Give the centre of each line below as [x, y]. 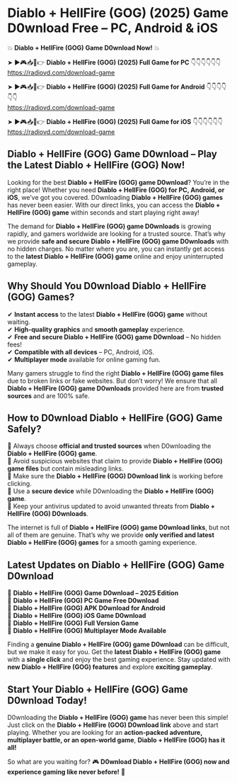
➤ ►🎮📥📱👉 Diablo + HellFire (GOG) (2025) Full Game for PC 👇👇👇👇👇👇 [114, 62]
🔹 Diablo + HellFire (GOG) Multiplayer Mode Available [87, 631]
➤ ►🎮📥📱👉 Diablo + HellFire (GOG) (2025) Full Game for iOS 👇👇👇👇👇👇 [115, 121]
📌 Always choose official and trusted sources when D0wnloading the [109, 446]
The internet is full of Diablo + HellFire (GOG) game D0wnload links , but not [118, 528]
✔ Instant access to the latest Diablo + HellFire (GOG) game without [108, 314]
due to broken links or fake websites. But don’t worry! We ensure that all [112, 381]
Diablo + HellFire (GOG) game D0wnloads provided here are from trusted [116, 388]
